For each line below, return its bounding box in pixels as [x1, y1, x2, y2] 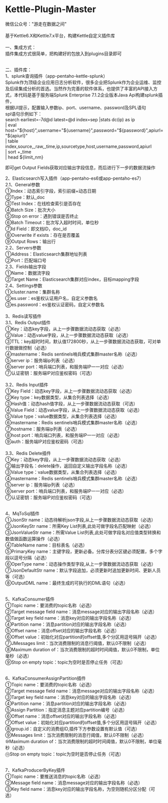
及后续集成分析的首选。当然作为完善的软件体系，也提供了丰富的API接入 [5, 85, 153, 91]
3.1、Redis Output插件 [5, 319, 51, 325]
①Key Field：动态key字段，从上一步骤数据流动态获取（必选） [5, 388, 135, 394]
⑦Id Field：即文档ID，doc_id [5, 226, 67, 232]
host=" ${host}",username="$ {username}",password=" [5, 127, 119, 133]
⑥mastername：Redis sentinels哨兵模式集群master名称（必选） [5, 419, 140, 425]
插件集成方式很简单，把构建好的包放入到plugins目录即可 [5, 51, 122, 57]
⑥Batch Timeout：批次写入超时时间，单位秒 [5, 219, 99, 225]
